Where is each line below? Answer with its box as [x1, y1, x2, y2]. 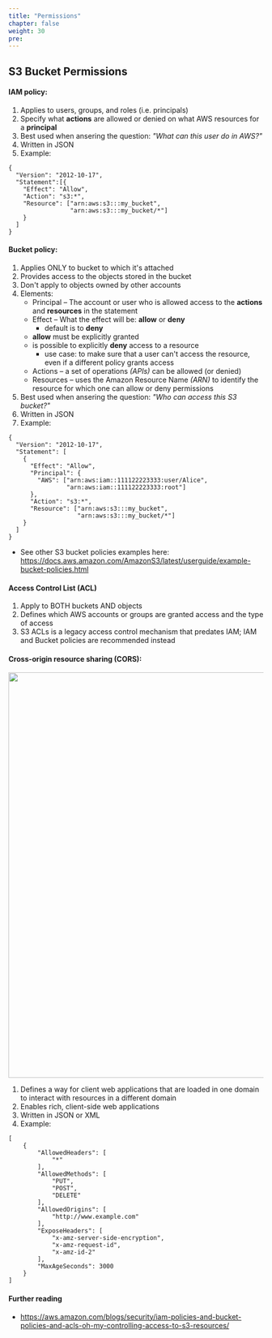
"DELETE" [51, 1191, 82, 1200]
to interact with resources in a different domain [19, 1093, 176, 1103]
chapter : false [8, 19, 60, 28]
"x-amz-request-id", [51, 1242, 121, 1250]
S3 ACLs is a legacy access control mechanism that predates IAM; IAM [19, 627, 257, 637]
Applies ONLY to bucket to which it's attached [19, 263, 174, 272]
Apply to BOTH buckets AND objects [19, 601, 143, 611]
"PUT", [51, 1177, 74, 1186]
